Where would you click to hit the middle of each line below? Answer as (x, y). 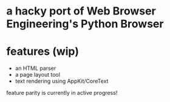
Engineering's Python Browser (85, 24)
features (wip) (42, 52)
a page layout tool (38, 75)
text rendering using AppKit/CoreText (62, 81)
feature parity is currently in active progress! (62, 93)
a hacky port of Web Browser (81, 11)
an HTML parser (36, 68)
